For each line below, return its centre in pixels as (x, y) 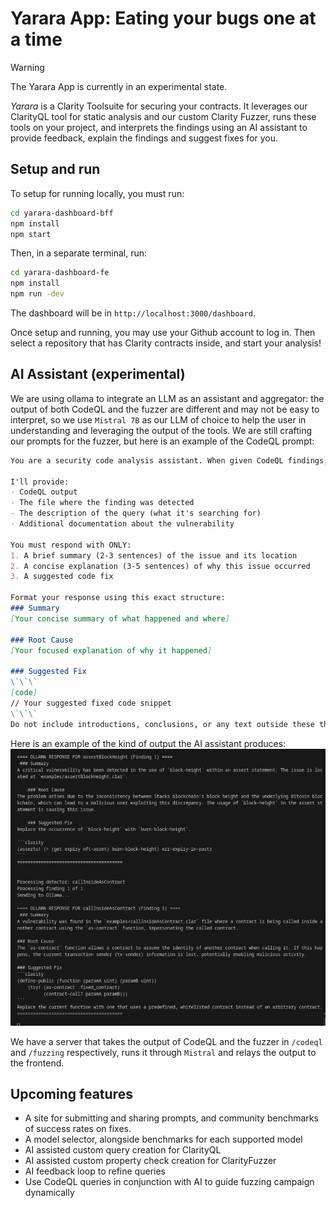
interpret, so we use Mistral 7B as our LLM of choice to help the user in (158, 419)
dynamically (49, 1193)
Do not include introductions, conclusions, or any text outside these (162, 724)
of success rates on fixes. (78, 1129)
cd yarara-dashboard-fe (60, 273)
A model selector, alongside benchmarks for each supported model (163, 1139)
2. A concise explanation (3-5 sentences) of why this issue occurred (160, 566)
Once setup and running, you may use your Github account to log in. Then (163, 332)
